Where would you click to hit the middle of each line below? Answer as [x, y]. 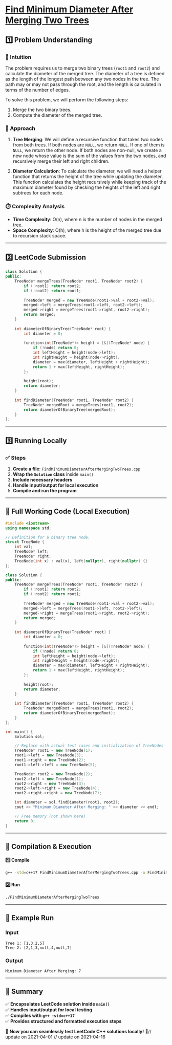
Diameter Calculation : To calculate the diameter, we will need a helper [87, 171]
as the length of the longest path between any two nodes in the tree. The [82, 79]
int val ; [24, 547]
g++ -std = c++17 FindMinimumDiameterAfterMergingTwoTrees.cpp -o [75, 873]
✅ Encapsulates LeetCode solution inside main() [58, 1004]
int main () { [19, 732]
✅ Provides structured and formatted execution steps [63, 1021]
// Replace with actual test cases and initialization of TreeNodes [89, 746]
